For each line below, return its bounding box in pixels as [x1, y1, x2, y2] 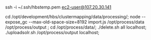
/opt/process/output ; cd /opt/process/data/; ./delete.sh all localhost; [5, 24, 147, 30]
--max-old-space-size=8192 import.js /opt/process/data [28, 19, 145, 25]
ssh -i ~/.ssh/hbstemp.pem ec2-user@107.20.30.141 [5, 4, 112, 10]
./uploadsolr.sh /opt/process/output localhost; [5, 30, 100, 35]
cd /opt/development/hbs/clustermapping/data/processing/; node [5, 14, 141, 19]
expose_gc [5, 19, 27, 25]
